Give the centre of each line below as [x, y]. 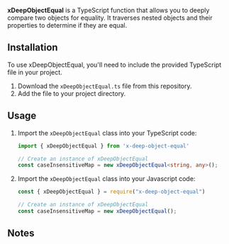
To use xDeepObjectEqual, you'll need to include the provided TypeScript [114, 65]
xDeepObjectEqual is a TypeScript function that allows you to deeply [108, 10]
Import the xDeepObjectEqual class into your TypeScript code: [107, 133]
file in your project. [35, 72]
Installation [33, 48]
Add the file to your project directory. [72, 93]
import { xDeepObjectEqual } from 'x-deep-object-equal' [104, 146]
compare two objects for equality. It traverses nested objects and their [110, 18]
